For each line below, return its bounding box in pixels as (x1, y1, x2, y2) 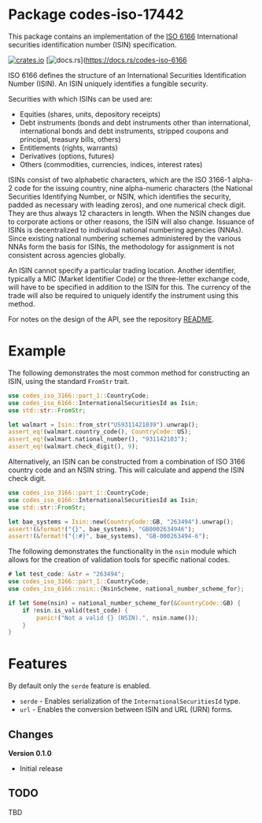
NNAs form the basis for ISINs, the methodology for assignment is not (8, 242, 234, 251)
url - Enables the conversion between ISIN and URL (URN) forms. (19, 705, 234, 714)
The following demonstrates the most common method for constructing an (8, 368, 250, 378)
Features (8, 655, 68, 673)
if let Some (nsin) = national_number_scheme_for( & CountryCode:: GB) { (8, 599, 242, 607)
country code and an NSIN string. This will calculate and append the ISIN (8, 465, 245, 475)
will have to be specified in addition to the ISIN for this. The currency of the (8, 282, 252, 292)
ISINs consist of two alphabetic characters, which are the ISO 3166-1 (8, 175, 231, 184)
